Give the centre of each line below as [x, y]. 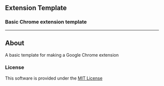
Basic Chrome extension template [46, 22]
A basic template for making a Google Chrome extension [62, 55]
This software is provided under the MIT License [54, 78]
